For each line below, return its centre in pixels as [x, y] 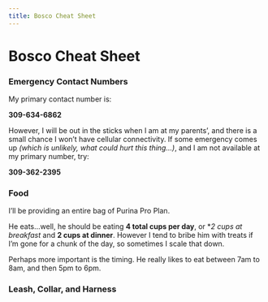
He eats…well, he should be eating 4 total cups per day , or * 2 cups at [125, 226]
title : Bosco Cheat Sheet [52, 16]
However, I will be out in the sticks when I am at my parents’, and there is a [133, 131]
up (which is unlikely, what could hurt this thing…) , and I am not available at [134, 148]
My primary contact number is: [60, 99]
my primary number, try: [49, 157]
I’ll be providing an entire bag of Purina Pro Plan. [89, 211]
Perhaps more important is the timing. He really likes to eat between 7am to [134, 260]
